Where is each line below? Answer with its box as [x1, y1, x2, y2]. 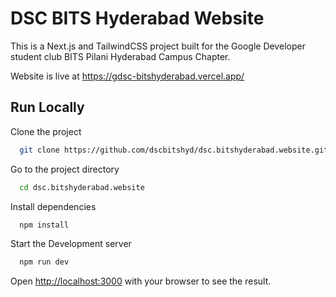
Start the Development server [10, 238, 132, 250]
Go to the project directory [10, 163, 120, 175]
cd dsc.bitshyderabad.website [19, 182, 145, 192]
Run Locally [10, 99, 85, 116]
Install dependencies [10, 200, 97, 212]
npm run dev [19, 257, 70, 267]
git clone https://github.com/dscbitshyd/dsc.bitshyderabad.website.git [19, 145, 329, 155]
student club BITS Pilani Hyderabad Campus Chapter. [10, 50, 231, 62]
